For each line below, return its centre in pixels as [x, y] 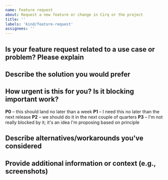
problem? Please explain [45, 57]
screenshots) [27, 171]
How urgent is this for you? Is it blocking [70, 92]
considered [23, 146]
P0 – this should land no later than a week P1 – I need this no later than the [82, 111]
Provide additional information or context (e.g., [81, 163]
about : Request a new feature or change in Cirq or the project [74, 15]
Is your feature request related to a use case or [80, 49]
